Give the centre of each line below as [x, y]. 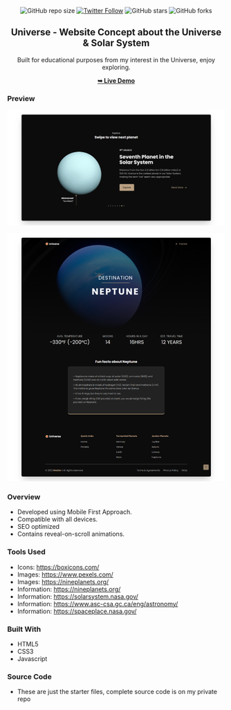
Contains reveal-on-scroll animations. [71, 534]
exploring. [116, 67]
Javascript [32, 658]
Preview [21, 98]
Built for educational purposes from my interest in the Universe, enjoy [116, 59]
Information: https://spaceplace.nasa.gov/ [77, 611]
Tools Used [27, 552]
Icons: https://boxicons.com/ [58, 567]
